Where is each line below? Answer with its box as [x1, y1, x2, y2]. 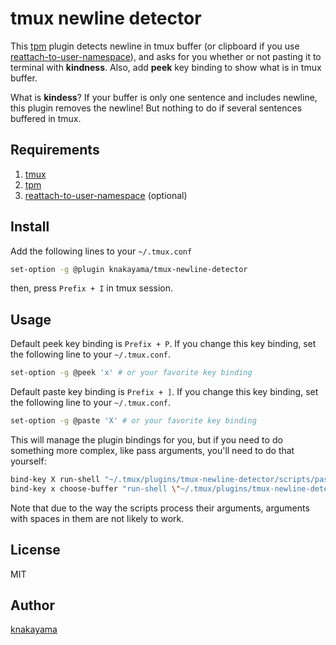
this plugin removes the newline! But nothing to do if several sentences [10, 102, 303, 114]
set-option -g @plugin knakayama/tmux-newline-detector [10, 264, 248, 274]
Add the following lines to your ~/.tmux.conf [10, 245, 193, 257]
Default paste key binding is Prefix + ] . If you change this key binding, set [10, 386, 319, 398]
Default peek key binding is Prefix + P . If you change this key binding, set [10, 338, 317, 350]
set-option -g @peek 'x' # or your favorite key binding [10, 368, 253, 378]
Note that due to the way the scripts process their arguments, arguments [10, 502, 310, 514]
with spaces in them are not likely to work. [10, 512, 185, 524]
